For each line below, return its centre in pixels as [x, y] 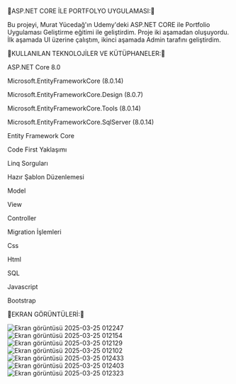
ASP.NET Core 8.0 [34, 67]
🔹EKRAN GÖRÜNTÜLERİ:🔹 [46, 314]
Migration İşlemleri [34, 232]
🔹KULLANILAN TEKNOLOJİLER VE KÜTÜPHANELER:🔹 [86, 53]
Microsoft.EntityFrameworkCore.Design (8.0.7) [75, 95]
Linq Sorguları [28, 163]
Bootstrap [22, 300]
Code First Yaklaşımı [37, 149]
